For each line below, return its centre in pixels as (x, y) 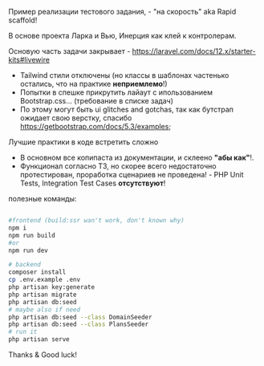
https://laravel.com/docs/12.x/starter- (194, 51)
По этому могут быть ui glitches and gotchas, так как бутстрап (127, 109)
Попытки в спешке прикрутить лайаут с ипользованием (116, 92)
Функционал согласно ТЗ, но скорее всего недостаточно (118, 166)
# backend (25, 265)
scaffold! (23, 20)
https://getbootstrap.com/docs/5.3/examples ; (95, 126)
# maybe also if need (45, 309)
